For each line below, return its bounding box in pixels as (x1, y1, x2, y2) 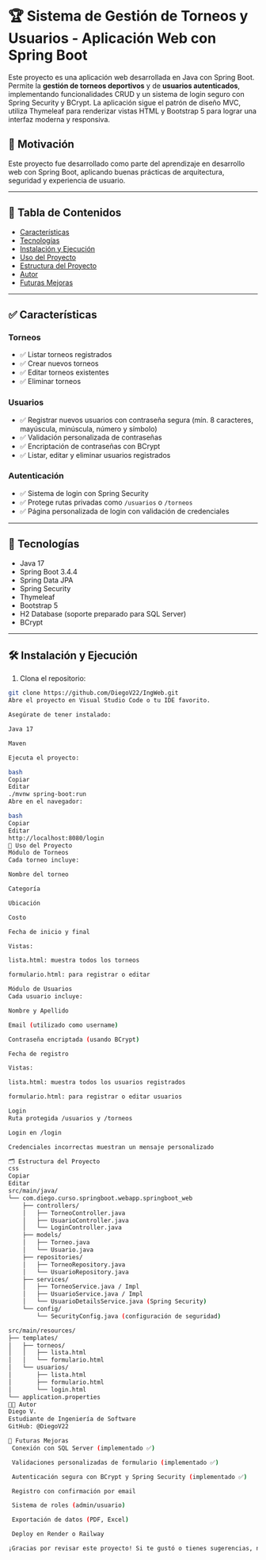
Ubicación (8, 899, 41, 907)
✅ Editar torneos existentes (19, 367, 109, 378)
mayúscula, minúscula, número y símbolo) (19, 424, 158, 433)
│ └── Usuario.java (22, 1246, 93, 1255)
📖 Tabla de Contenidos (8, 206, 122, 220)
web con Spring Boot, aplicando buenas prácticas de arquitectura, (8, 167, 225, 176)
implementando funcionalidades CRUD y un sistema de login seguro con (8, 89, 245, 98)
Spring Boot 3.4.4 (19, 567, 78, 576)
